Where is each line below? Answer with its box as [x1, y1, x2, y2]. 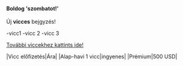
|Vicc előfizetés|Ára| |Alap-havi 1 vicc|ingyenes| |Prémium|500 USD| [6, 53, 178, 60]
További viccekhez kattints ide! [6, 41, 84, 49]
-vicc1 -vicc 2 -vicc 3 [6, 30, 59, 37]
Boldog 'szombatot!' [6, 5, 59, 12]
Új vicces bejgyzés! [6, 18, 56, 25]
